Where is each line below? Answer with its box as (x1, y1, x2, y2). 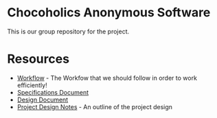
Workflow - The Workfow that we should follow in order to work (16, 74, 198, 82)
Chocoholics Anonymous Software (7, 5, 211, 20)
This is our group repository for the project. (7, 27, 130, 35)
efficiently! (16, 80, 47, 89)
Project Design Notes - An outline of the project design (16, 102, 173, 110)
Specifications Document (16, 88, 89, 96)
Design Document (16, 95, 69, 104)
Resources (7, 51, 70, 67)
